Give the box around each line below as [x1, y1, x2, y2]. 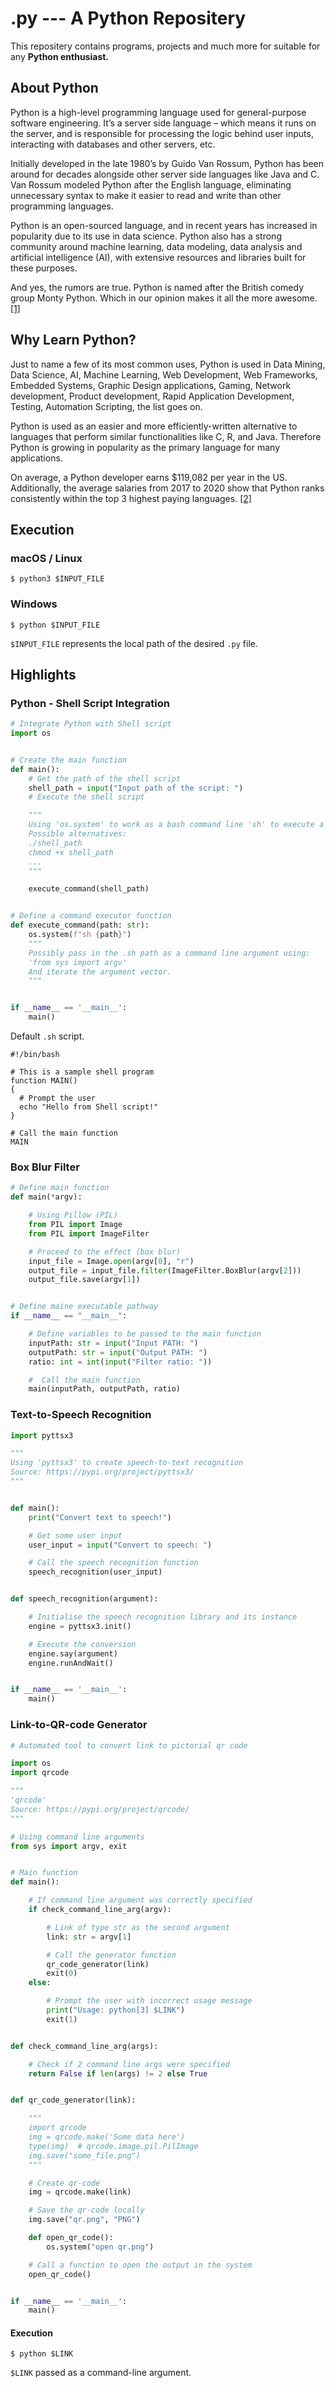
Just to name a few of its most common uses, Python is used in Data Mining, [10, 358, 326, 370]
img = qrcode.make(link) [28, 2187, 132, 2197]
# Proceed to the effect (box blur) [28, 1247, 182, 1257]
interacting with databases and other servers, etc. [10, 138, 216, 150]
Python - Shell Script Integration [10, 696, 170, 710]
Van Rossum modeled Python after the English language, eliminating [10, 178, 292, 191]
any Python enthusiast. [10, 50, 110, 62]
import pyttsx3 [10, 1430, 74, 1441]
